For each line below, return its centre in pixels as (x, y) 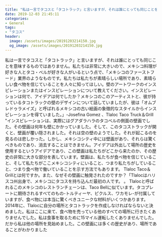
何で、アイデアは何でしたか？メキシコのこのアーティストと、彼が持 (89, 96)
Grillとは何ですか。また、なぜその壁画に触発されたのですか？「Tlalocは (76, 175)
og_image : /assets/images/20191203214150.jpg (56, 46)
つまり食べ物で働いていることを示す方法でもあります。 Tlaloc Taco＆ (82, 169)
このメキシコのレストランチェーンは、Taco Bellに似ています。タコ (79, 187)
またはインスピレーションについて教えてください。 (81, 90)
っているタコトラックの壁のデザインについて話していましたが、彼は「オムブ (81, 102)
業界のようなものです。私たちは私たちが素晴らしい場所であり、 (81, 78)
